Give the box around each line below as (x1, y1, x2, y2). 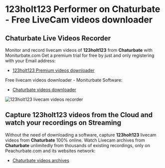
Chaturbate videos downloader (12, 87, 76, 93)
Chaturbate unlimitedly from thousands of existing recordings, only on (5, 142, 151, 148)
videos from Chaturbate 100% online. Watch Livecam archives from (5, 137, 146, 143)
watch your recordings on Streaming (5, 119, 121, 127)
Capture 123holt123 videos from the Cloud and (5, 111, 153, 119)
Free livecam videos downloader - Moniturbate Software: (5, 77, 123, 83)
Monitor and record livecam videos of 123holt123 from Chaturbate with (5, 47, 153, 53)
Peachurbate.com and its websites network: (5, 148, 96, 154)
